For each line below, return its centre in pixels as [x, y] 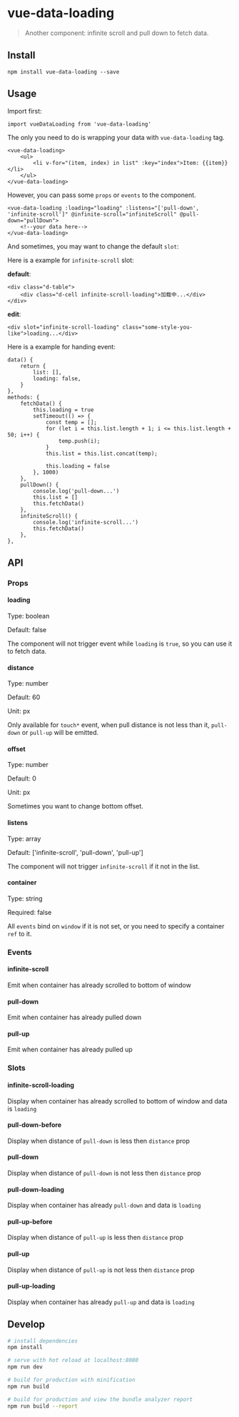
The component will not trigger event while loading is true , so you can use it [120, 644]
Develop [26, 1325]
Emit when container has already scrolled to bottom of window [99, 985]
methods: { [24, 397]
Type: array [24, 838]
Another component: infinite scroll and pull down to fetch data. [117, 33]
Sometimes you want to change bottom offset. [76, 806]
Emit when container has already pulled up [70, 1050]
